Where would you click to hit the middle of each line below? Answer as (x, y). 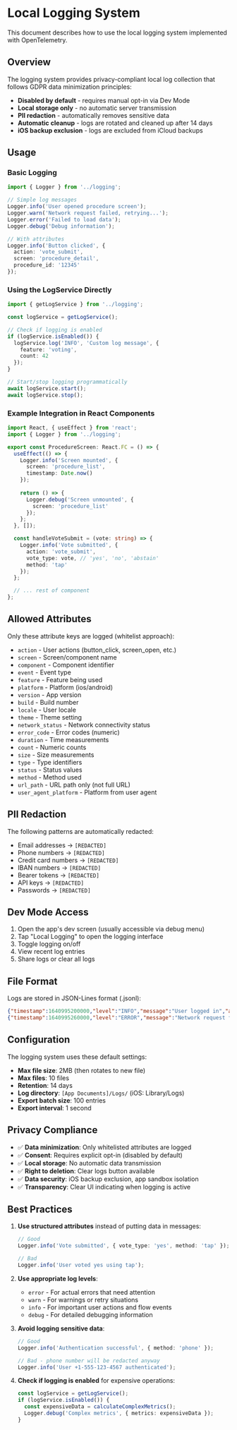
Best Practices (40, 1210)
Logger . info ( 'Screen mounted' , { (69, 460)
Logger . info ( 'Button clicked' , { (56, 246)
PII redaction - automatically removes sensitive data (93, 115)
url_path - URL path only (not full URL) (74, 784)
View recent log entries (51, 952)
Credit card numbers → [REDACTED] (68, 860)
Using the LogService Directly (60, 289)
